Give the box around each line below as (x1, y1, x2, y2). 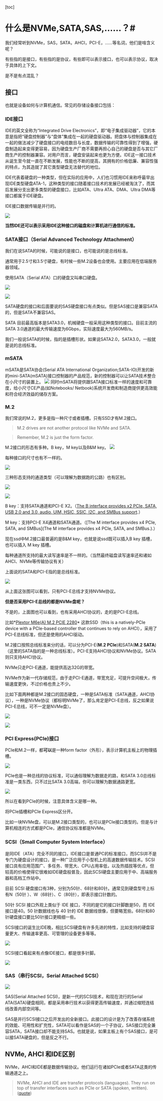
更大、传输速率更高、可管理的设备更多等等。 (9, 930, 98, 936)
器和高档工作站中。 (5, 875, 44, 881)
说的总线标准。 (9, 342, 39, 348)
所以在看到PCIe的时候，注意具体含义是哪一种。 (5, 798, 100, 804)
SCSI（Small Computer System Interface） (5, 839, 108, 845)
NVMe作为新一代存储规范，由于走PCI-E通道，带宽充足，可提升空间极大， (5, 675, 152, 681)
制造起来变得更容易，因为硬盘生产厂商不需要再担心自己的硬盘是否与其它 (9, 146, 154, 152)
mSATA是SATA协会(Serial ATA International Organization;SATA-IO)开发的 (5, 367, 150, 373)
